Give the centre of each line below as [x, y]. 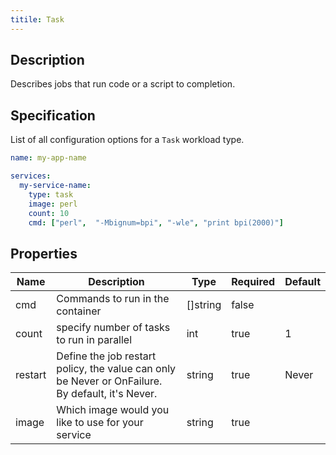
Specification [53, 115]
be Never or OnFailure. [109, 381]
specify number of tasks [113, 328]
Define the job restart [106, 356]
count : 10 [49, 213]
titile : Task [37, 19]
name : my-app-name [48, 158]
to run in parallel [94, 340]
